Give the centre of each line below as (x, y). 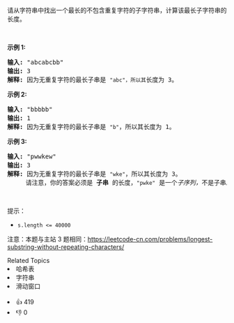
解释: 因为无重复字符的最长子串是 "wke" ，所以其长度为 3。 (94, 174)
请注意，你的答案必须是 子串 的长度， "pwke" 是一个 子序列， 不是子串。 (129, 182)
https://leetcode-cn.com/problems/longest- (150, 239)
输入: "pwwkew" (32, 157)
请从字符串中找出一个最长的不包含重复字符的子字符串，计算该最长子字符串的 (117, 10)
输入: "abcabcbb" (36, 62)
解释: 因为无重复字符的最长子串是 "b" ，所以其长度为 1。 (91, 127)
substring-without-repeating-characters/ (66, 247)
